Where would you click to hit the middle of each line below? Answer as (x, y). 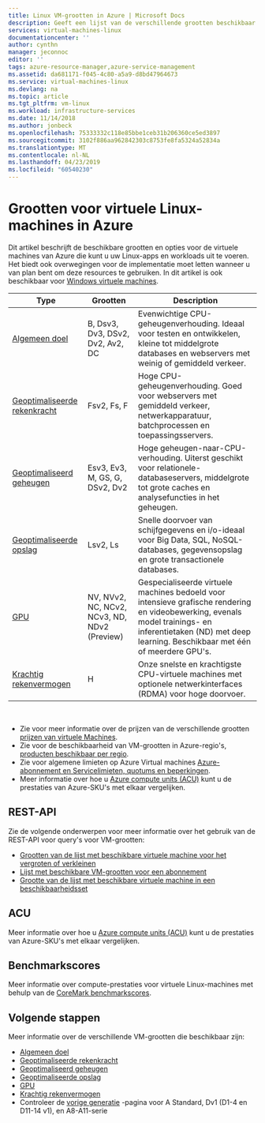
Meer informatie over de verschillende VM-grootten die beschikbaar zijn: (126, 1037)
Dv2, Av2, (106, 343)
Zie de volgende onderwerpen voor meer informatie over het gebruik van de (132, 831)
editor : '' (26, 60)
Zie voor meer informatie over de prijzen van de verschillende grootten (134, 728)
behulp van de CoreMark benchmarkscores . (80, 993)
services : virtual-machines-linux (65, 30)
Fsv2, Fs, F (108, 405)
